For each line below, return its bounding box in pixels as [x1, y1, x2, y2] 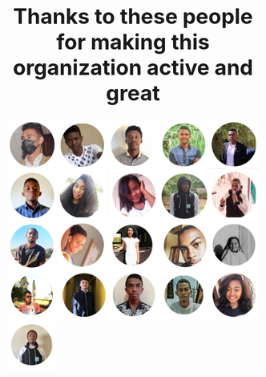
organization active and [13, 54, 253, 80]
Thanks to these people [13, 2, 253, 29]
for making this [55, 28, 211, 55]
